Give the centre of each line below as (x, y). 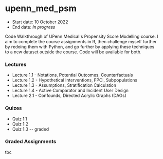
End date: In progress (34, 27)
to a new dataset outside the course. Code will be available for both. (73, 52)
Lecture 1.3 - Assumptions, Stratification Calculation (64, 85)
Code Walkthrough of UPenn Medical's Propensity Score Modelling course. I (82, 36)
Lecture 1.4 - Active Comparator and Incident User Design (70, 91)
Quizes (14, 108)
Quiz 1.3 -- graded (30, 129)
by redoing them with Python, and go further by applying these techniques (80, 47)
